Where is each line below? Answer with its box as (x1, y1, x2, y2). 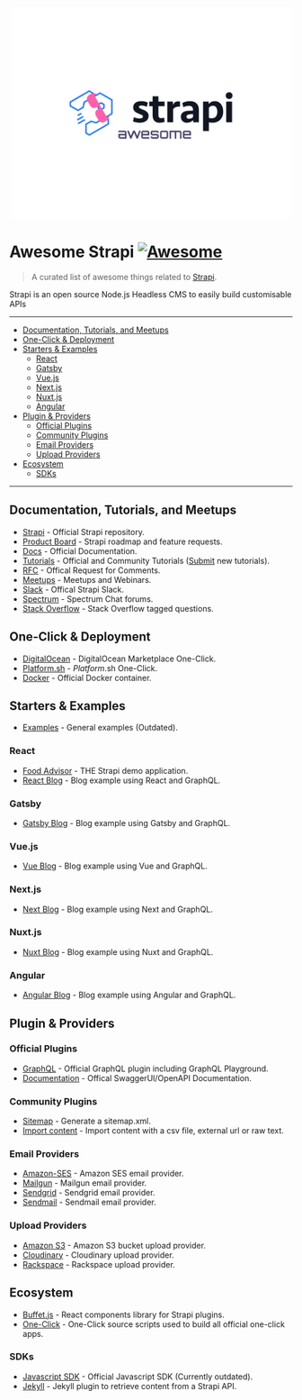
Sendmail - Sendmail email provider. (22, 1196, 157, 1208)
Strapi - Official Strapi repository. (22, 526, 146, 537)
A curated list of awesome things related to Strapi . (31, 271, 218, 282)
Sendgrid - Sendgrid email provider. (22, 1187, 155, 1198)
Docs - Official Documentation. (22, 545, 138, 556)
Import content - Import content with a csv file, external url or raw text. (22, 1125, 285, 1136)
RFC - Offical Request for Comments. (22, 565, 161, 576)
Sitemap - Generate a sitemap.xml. (22, 1115, 151, 1127)
